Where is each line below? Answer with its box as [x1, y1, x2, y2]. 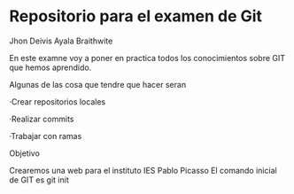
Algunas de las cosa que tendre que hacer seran [9, 79, 187, 89]
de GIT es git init [9, 175, 69, 185]
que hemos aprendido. [9, 62, 92, 73]
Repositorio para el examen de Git [9, 6, 263, 27]
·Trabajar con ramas [9, 130, 82, 141]
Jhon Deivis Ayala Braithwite [9, 35, 113, 46]
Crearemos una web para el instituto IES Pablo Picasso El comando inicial [9, 165, 277, 175]
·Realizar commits [9, 113, 74, 124]
